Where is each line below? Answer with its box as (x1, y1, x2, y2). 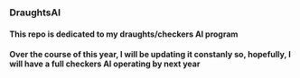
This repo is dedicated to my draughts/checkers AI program (9, 29, 239, 39)
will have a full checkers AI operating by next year (9, 58, 201, 69)
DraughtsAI (9, 6, 61, 19)
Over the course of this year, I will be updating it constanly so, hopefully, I (9, 49, 291, 60)
